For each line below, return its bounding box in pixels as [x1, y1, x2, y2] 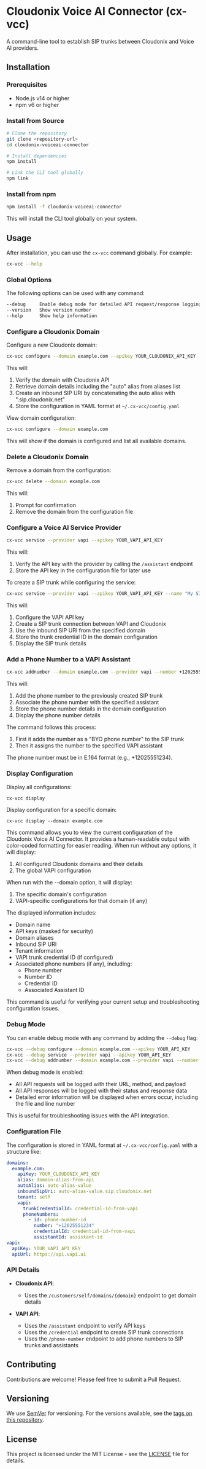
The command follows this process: [6, 723, 97, 731]
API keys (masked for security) [15, 927, 94, 935]
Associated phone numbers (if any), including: [15, 960, 132, 967]
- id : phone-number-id [28, 1217, 86, 1223]
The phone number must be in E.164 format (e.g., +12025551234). [6, 754, 173, 762]
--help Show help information [6, 312, 97, 319]
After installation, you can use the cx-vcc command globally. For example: [6, 249, 193, 256]
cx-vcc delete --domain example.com [6, 478, 100, 485]
